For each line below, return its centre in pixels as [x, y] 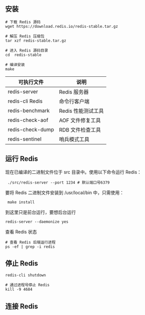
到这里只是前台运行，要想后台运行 [41, 212]
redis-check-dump [31, 129]
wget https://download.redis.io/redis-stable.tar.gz [62, 26]
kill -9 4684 [19, 290]
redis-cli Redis [25, 101]
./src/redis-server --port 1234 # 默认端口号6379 [58, 183]
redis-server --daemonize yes [37, 221]
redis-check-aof [28, 120]
